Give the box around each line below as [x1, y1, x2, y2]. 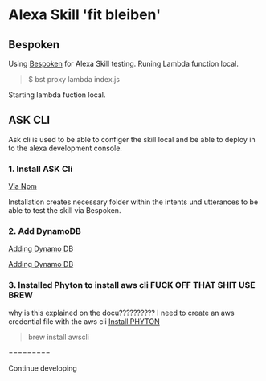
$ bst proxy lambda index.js [27, 75, 121, 84]
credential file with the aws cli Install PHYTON [8, 316, 161, 326]
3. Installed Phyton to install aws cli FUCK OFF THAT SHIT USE [8, 280, 256, 291]
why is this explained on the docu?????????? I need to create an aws [8, 308, 235, 317]
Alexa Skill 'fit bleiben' [8, 6, 162, 24]
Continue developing [8, 363, 78, 373]
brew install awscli [27, 332, 90, 342]
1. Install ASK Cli [8, 163, 73, 174]
